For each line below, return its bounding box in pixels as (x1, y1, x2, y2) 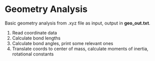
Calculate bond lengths (12, 35, 61, 41)
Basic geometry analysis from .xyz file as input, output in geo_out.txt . (5, 20, 150, 26)
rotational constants (12, 51, 54, 57)
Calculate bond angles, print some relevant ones (12, 40, 113, 46)
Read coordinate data (12, 29, 57, 35)
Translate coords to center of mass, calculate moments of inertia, (12, 45, 149, 51)
